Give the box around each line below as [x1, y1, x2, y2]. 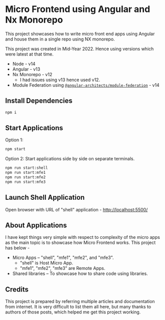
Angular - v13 [12, 66, 40, 72]
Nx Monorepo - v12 [12, 71, 52, 77]
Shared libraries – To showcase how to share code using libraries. [12, 270, 148, 276]
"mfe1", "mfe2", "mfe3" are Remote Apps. [19, 265, 105, 271]
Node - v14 [12, 61, 36, 67]
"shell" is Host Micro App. [19, 260, 73, 266]
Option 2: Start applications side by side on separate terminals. [5, 156, 135, 162]
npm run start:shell [5, 165, 48, 171]
